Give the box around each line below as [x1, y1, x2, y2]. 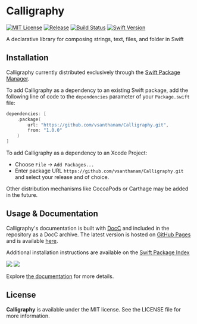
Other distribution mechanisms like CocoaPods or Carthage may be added [6, 185, 189, 192]
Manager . [6, 75, 30, 82]
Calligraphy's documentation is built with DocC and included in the [6, 224, 170, 232]
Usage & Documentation [6, 209, 98, 219]
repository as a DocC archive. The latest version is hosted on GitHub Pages [6, 231, 191, 238]
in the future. [6, 192, 38, 198]
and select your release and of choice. [14, 174, 110, 180]
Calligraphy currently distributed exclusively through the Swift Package [6, 69, 180, 76]
